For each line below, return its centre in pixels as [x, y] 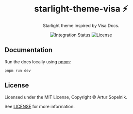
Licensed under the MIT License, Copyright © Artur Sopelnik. [66, 97]
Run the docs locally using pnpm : [38, 62]
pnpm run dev [18, 71]
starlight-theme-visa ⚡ [81, 9]
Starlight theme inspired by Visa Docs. [81, 25]
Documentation [29, 50]
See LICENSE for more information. [40, 106]
